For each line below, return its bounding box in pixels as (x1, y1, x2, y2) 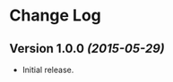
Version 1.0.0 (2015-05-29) (9, 41, 165, 56)
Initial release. (22, 64, 74, 75)
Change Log (9, 5, 101, 26)
